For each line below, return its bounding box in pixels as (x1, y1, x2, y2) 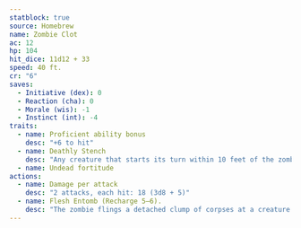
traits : (9, 122, 39, 131)
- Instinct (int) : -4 (17, 113, 99, 122)
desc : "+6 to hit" (25, 138, 94, 147)
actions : (9, 171, 42, 180)
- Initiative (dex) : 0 (17, 88, 102, 97)
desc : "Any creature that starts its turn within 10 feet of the (25, 154, 275, 164)
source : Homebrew (9, 22, 74, 31)
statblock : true (9, 13, 70, 22)
